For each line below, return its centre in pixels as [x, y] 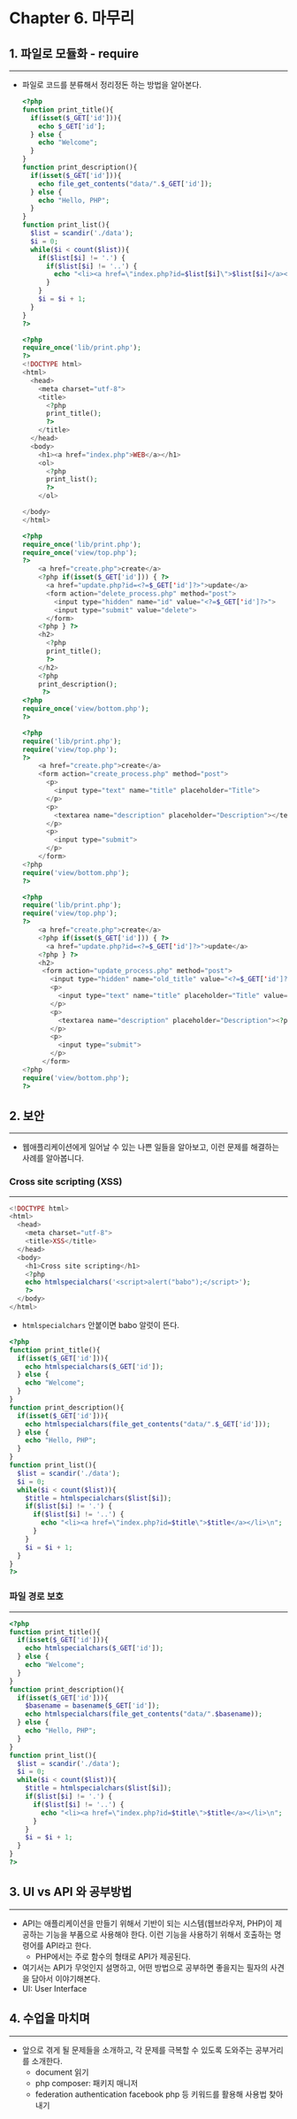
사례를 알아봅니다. [53, 1158]
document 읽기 [62, 2072]
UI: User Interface [54, 1988]
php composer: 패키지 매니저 [87, 2083]
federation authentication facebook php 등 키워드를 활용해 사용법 [151, 2094]
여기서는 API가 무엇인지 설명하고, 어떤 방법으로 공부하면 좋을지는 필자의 [145, 1967]
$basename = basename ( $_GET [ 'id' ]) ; [93, 1706]
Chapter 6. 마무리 [72, 18]
